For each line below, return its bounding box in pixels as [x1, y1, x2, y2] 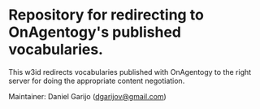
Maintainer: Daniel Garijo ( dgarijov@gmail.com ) [8, 91, 167, 101]
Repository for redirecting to [8, 6, 205, 24]
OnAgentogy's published [8, 23, 181, 41]
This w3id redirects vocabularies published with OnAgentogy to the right [8, 67, 252, 76]
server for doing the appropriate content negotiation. [8, 76, 185, 85]
